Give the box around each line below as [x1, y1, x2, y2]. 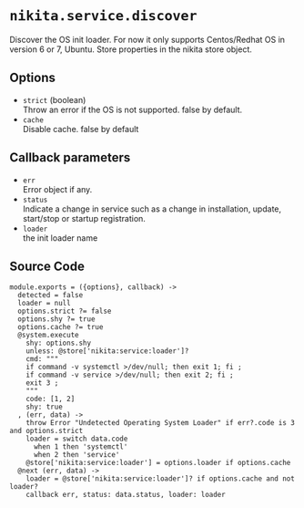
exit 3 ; [25, 378, 59, 388]
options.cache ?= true [17, 323, 104, 332]
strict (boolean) [22, 94, 86, 105]
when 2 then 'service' [33, 451, 120, 460]
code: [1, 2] [25, 395, 76, 404]
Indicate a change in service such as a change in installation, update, [22, 203, 282, 214]
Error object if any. [22, 183, 93, 194]
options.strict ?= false [17, 306, 112, 316]
